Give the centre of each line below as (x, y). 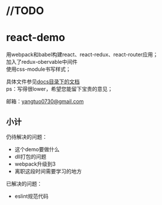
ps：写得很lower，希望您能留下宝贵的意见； (60, 89)
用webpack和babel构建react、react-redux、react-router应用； (82, 54)
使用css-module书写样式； (39, 69)
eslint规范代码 (31, 196)
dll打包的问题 (31, 156)
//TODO (25, 11)
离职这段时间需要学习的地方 (48, 171)
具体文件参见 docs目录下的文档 (43, 82)
